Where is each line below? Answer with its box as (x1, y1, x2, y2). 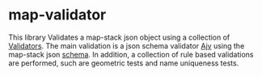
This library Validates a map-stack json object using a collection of (8, 32, 230, 42)
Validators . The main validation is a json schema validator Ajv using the (8, 40, 245, 50)
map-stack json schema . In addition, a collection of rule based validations (8, 49, 254, 59)
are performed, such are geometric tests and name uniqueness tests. (8, 58, 239, 68)
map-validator (8, 6, 107, 24)
